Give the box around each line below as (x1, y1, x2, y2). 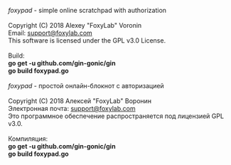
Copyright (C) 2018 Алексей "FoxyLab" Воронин (8, 97, 152, 105)
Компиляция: (8, 134, 48, 143)
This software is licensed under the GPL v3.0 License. (8, 36, 166, 45)
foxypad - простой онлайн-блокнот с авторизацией (8, 82, 164, 90)
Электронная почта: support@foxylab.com (8, 105, 136, 112)
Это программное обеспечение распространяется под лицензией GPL (8, 112, 225, 120)
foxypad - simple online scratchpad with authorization (8, 6, 166, 14)
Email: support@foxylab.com (8, 28, 93, 37)
